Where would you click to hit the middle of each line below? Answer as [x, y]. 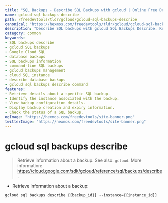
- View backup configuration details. [45, 103]
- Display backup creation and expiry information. [60, 108]
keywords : [15, 38]
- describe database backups [35, 80]
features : [15, 89]
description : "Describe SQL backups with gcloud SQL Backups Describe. [81, 29]
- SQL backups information [33, 61]
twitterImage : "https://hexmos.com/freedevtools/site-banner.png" [76, 122]
